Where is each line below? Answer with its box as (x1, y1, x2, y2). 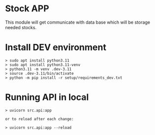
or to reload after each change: (5, 116, 74, 121)
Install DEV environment (5, 42, 107, 53)
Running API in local (5, 92, 89, 103)
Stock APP (5, 3, 49, 14)
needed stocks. (5, 24, 37, 30)
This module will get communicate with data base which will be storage (5, 19, 151, 25)
